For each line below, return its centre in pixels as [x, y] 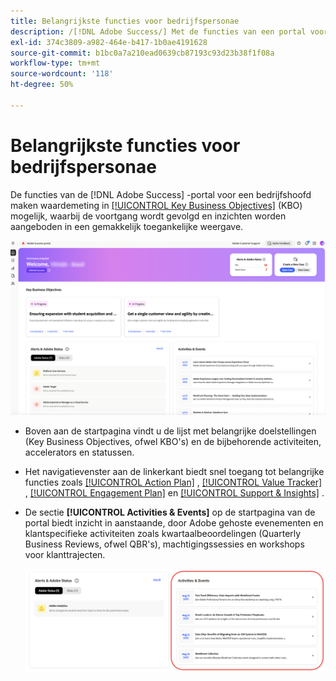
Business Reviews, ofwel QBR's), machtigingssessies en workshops [164, 544]
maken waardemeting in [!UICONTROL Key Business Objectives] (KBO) [156, 205]
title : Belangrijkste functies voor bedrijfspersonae [125, 21]
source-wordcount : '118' [62, 74]
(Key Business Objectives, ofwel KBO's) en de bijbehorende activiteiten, [173, 442]
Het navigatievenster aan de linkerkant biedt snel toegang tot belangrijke [174, 472]
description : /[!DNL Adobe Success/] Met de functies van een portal [158, 31]
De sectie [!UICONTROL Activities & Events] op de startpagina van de [170, 512]
